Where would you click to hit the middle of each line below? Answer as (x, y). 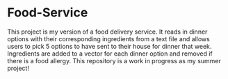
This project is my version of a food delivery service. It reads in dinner (107, 32)
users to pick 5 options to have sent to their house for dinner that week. (109, 46)
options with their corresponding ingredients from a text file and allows (108, 38)
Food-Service (48, 13)
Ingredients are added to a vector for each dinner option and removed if (110, 54)
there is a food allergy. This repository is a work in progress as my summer (114, 60)
